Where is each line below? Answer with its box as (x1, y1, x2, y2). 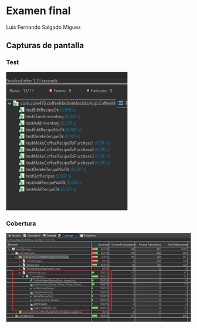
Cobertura (6, 219, 36, 227)
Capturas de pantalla (6, 41, 84, 51)
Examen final (6, 4, 71, 18)
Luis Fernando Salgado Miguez (6, 24, 81, 31)
